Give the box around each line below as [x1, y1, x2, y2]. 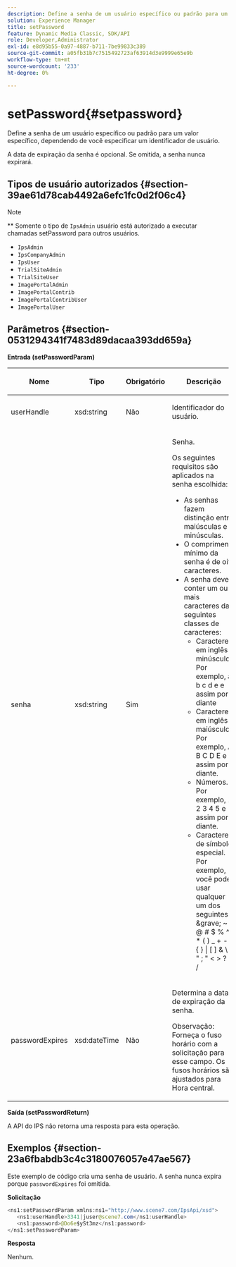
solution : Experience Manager [7, 17, 96, 24]
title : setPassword [7, 23, 65, 30]
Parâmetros [7, 323, 60, 335]
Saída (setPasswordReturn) [7, 1108, 90, 1117]
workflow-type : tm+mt [7, 56, 71, 63]
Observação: [171, 1022, 215, 1032]
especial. [195, 847, 226, 857]
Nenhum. [7, 1253, 34, 1261]
